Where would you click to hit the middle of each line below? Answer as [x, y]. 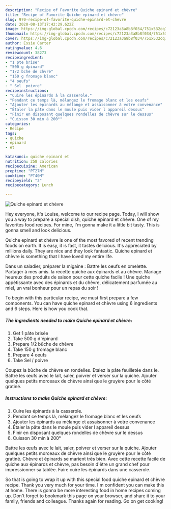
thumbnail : [17, 34]
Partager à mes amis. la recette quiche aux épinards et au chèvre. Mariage [83, 272]
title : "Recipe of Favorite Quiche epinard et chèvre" [65, 15]
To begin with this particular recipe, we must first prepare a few [72, 298]
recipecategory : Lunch [29, 185]
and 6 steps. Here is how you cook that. [47, 309]
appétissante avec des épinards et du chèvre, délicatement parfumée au [81, 283]
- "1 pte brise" [22, 62]
